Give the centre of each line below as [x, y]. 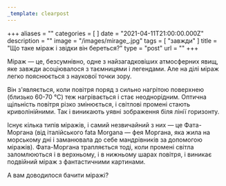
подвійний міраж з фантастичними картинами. [76, 161]
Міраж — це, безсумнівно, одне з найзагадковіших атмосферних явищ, [113, 61]
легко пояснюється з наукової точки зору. [70, 76]
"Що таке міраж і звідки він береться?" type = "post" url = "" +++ [103, 48]
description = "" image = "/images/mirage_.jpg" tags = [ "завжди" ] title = [112, 40]
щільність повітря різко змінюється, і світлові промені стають [99, 104]
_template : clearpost [38, 13]
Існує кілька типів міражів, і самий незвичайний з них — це [95, 124]
